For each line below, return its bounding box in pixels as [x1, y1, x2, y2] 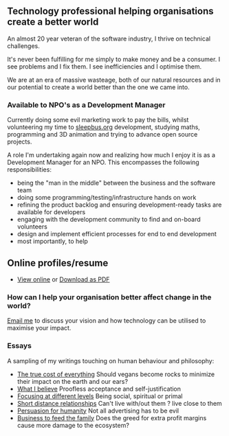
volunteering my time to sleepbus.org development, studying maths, [7, 123, 201, 131]
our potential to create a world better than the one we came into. [7, 82, 190, 91]
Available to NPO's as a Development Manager [7, 100, 166, 109]
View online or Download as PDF [17, 275, 110, 284]
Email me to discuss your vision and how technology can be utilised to [7, 317, 206, 325]
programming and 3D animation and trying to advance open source [7, 130, 198, 139]
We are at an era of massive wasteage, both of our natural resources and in [7, 76, 221, 84]
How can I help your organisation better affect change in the [7, 292, 212, 301]
